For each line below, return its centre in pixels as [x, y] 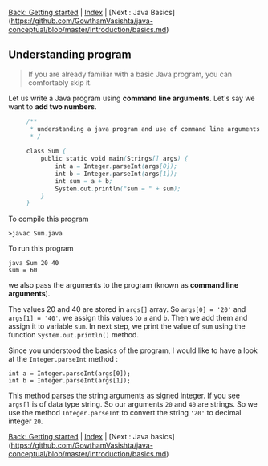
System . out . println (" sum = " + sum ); [118, 189]
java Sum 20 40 [34, 264]
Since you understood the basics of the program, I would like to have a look [133, 350]
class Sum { [46, 151]
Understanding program [70, 55]
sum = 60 [23, 270]
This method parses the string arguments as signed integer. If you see [124, 396]
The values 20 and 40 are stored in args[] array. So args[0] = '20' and [127, 309]
